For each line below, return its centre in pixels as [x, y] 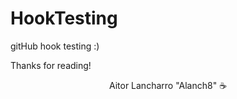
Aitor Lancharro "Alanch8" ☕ [168, 85]
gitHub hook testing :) [55, 46]
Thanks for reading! [51, 65]
